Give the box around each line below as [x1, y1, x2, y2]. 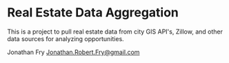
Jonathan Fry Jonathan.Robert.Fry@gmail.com [7, 48, 140, 56]
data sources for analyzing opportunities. [7, 34, 124, 42]
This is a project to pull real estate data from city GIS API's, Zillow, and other [7, 27, 223, 36]
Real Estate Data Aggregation [7, 5, 179, 21]
